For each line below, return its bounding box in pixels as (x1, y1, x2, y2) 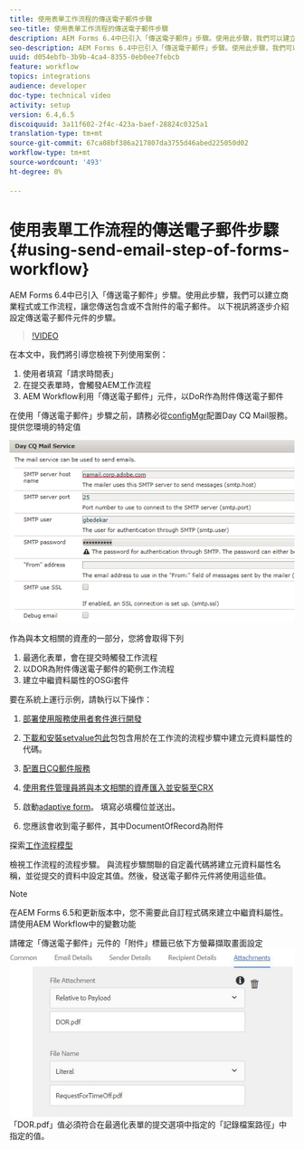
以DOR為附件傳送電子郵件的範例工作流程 (22, 663, 175, 674)
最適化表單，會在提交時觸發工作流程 (22, 652, 158, 663)
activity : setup (9, 100, 71, 109)
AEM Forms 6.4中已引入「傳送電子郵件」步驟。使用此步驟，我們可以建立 (9, 290, 281, 300)
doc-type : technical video (9, 90, 111, 100)
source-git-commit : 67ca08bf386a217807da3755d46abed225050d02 (9, 138, 249, 148)
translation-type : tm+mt (9, 129, 103, 138)
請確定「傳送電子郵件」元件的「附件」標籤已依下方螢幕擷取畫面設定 (9, 937, 263, 949)
